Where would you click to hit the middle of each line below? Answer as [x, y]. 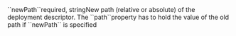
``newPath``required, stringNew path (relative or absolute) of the [101, 10]
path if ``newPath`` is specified [52, 25]
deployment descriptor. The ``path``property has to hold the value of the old [118, 17]
